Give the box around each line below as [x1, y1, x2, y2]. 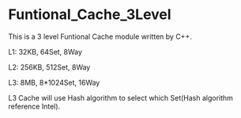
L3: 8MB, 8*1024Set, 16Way [8, 78, 100, 87]
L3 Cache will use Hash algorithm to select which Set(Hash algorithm [8, 93, 233, 102]
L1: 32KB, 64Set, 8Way [8, 47, 83, 56]
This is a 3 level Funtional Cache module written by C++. [8, 32, 192, 41]
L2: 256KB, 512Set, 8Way [8, 62, 91, 72]
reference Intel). [8, 101, 61, 111]
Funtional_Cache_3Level [8, 6, 171, 24]
